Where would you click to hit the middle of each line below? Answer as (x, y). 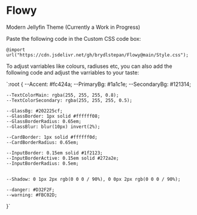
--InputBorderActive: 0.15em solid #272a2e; (63, 158)
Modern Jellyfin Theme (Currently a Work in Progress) (73, 27)
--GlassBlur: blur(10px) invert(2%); (53, 127)
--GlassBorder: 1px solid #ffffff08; (53, 116)
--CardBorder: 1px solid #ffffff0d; (52, 137)
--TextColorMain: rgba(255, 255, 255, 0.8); (63, 95)
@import (16, 50)
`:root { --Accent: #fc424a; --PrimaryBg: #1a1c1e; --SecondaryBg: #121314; (99, 84)
